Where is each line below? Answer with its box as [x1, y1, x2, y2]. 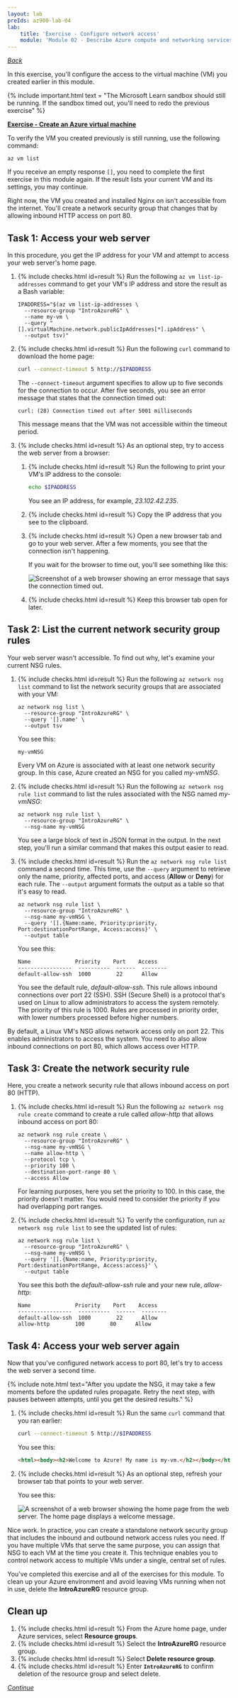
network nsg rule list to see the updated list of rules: [17, 1223, 177, 1232]
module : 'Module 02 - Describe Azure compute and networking [20, 37, 204, 44]
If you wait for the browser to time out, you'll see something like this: [28, 560, 228, 568]
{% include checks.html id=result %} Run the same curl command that [17, 1409, 225, 1418]
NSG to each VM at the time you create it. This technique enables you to [7, 1548, 218, 1557]
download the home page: [17, 352, 94, 360]
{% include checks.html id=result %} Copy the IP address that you [28, 510, 222, 519]
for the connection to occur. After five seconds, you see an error [17, 386, 206, 395]
